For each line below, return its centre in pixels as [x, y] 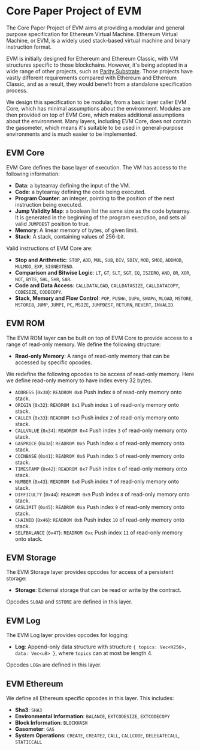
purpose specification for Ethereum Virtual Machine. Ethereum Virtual [92, 34]
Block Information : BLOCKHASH [51, 723]
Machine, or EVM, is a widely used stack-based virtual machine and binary [98, 40]
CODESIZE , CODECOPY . [39, 291]
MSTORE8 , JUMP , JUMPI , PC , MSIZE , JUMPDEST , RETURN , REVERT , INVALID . [95, 304]
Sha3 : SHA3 [28, 710]
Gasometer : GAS [35, 729]
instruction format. [29, 47]
